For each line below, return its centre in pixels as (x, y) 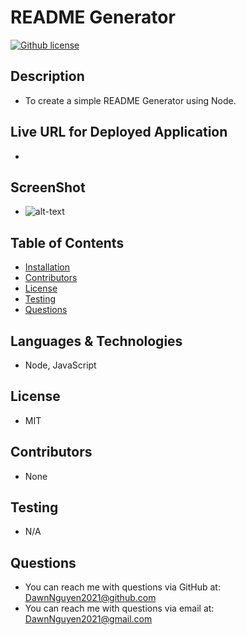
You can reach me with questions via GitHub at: (122, 587)
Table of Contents (67, 242)
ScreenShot (48, 187)
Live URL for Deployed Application (119, 132)
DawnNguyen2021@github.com (90, 598)
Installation (47, 267)
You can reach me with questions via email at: (119, 608)
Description (47, 76)
